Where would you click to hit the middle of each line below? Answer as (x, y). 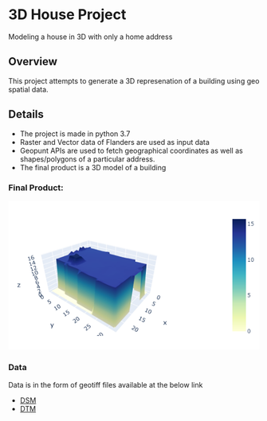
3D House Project (67, 15)
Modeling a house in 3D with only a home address (90, 37)
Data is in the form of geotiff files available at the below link (106, 384)
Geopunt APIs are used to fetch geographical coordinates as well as (131, 150)
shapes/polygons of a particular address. (87, 159)
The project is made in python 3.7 (75, 134)
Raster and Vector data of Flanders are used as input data (114, 142)
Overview (33, 62)
